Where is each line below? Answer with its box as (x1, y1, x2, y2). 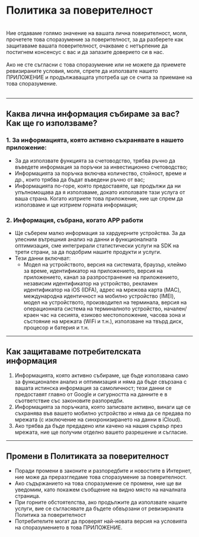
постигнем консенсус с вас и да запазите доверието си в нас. (6, 48, 165, 55)
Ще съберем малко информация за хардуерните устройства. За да (14, 229, 186, 236)
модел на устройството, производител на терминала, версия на (23, 298, 187, 306)
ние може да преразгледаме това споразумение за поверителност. (14, 473, 187, 481)
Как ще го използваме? (6, 118, 98, 128)
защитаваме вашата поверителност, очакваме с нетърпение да (6, 42, 168, 49)
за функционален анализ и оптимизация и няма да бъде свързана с (14, 378, 187, 385)
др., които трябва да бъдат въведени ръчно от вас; (14, 176, 145, 183)
